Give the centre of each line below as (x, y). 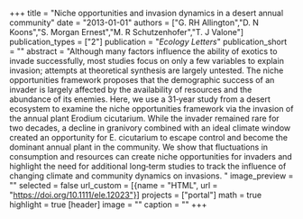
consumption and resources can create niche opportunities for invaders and (151, 156)
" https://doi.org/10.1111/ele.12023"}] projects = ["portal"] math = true (136, 195)
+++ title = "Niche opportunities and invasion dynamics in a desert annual (147, 13)
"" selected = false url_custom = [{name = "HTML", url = (114, 185)
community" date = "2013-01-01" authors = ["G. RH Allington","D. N (134, 23)
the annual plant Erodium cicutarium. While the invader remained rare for (144, 118)
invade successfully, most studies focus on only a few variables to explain (147, 61)
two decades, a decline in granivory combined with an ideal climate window (150, 128)
